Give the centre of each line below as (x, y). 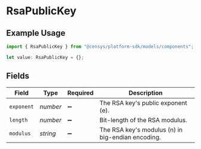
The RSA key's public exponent (143, 103)
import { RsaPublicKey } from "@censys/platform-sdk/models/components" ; (100, 46)
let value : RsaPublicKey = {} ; (45, 57)
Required (80, 92)
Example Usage (36, 33)
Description (145, 92)
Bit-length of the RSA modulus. (143, 120)
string (48, 134)
